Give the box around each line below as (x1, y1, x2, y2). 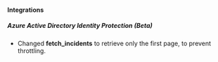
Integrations (7, 6, 44, 14)
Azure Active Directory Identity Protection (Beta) (7, 22, 153, 30)
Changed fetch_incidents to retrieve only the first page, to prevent (17, 39, 212, 47)
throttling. (17, 46, 46, 55)
